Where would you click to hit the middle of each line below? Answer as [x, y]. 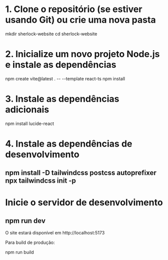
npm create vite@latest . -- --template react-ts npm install [65, 78]
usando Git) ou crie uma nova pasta [81, 20]
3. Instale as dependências [62, 99]
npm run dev [26, 221]
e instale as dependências [61, 65]
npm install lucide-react [30, 123]
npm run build [20, 252]
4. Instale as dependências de [69, 144]
